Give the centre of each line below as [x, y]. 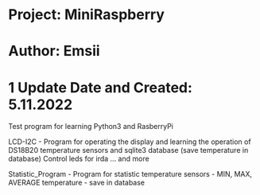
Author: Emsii [54, 51]
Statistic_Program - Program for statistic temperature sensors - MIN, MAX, [130, 174]
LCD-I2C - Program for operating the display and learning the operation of [130, 142]
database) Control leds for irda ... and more [79, 159]
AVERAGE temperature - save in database [77, 183]
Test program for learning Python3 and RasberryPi [91, 127]
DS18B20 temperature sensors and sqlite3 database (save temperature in [128, 150]
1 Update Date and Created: [101, 87]
